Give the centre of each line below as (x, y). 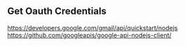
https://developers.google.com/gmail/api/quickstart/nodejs (92, 27)
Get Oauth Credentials (57, 11)
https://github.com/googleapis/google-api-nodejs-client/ (89, 35)
